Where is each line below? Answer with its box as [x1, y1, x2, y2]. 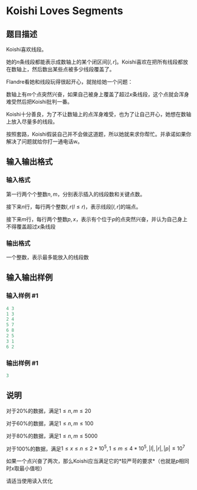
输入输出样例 [6, 272, 53, 282]
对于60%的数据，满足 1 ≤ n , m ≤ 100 [6, 420, 94, 427]
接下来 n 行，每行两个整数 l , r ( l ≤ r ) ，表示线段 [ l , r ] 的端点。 [6, 203, 142, 210]
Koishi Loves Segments [6, 4, 123, 18]
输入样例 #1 [6, 292, 38, 300]
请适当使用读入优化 [6, 478, 53, 485]
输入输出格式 [6, 157, 53, 167]
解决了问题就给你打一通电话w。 [6, 138, 83, 145]
